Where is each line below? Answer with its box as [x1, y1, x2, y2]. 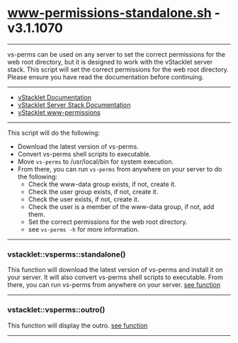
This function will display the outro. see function [7, 321, 148, 330]
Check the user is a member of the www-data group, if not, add [28, 202, 215, 210]
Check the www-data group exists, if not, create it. [28, 179, 176, 189]
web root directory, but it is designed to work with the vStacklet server [7, 57, 213, 66]
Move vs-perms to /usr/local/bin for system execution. [17, 157, 174, 166]
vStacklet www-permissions [17, 108, 101, 116]
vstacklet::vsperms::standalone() [7, 249, 126, 259]
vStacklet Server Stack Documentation [17, 101, 131, 109]
